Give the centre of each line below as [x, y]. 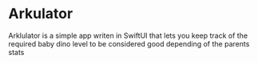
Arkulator [41, 14]
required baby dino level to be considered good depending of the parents [129, 43]
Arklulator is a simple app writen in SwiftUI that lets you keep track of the [128, 35]
